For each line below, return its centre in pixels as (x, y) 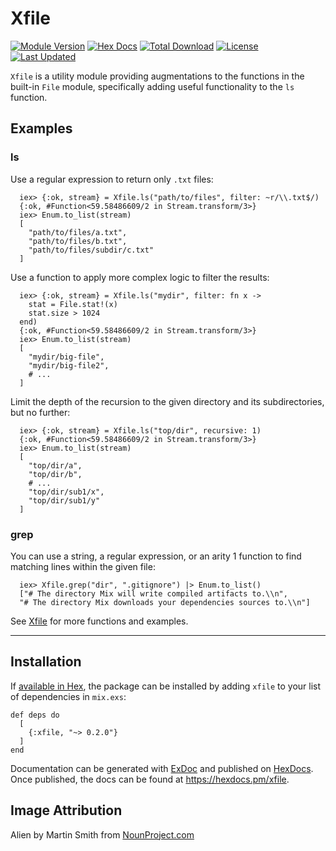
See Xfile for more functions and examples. (99, 621)
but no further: (40, 412)
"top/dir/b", (55, 474)
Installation (46, 662)
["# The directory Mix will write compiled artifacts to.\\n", (153, 593)
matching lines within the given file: (83, 566)
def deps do (35, 715)
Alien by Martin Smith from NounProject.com (102, 834)
